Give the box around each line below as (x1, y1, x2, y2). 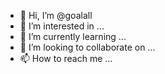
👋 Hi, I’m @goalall (19, 10, 93, 21)
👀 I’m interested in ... (19, 20, 105, 32)
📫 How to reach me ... (19, 53, 113, 64)
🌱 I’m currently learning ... (19, 31, 127, 42)
